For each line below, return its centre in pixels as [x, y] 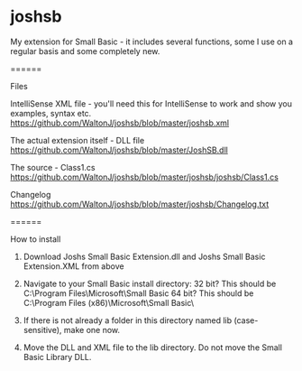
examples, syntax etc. [51, 113]
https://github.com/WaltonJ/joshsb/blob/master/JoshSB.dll [119, 150]
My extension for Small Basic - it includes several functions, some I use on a [152, 42]
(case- [246, 320]
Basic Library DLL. [57, 357]
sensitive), [42, 329]
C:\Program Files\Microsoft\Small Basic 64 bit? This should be [138, 293]
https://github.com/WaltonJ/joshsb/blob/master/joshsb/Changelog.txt [140, 204]
